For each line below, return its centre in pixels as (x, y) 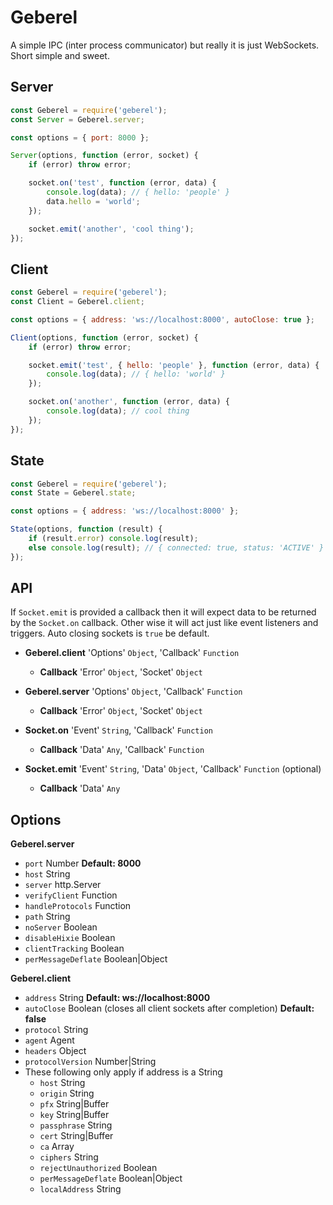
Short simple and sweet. (60, 55)
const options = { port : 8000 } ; (80, 137)
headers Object (55, 1051)
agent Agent (49, 1040)
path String (47, 917)
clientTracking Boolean (74, 948)
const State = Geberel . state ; (73, 493)
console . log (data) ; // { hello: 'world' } (136, 374)
